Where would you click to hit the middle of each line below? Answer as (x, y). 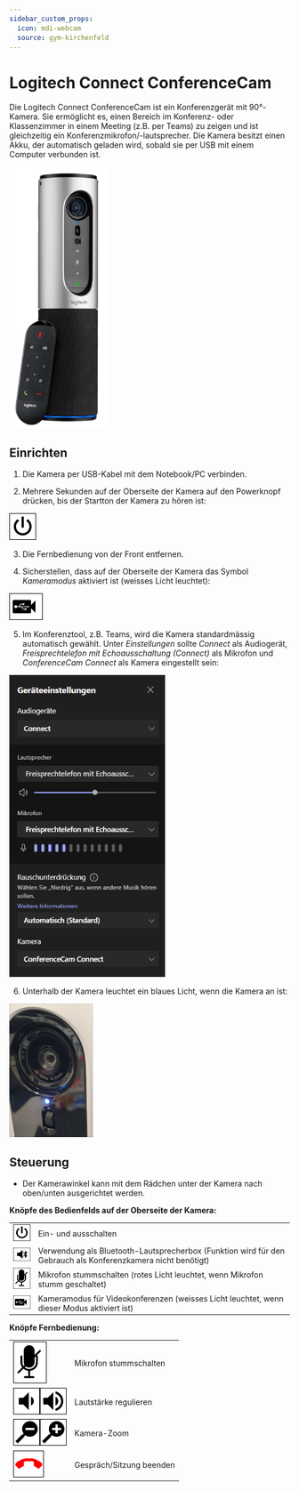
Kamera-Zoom (101, 1433)
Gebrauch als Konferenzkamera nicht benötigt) (124, 1260)
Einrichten (39, 452)
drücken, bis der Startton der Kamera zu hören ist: (114, 501)
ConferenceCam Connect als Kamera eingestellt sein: (121, 663)
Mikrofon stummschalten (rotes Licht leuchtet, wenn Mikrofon (151, 1274)
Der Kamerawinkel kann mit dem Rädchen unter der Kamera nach (142, 1183)
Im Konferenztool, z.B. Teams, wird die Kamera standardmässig (138, 634)
